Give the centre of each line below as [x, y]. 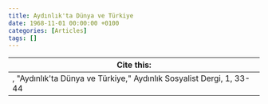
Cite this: [134, 65]
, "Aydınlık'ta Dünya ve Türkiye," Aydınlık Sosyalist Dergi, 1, [122, 78]
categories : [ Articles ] [48, 30]
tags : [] [23, 38]
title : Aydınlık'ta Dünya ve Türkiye [71, 16]
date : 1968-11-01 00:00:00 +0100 [64, 23]
